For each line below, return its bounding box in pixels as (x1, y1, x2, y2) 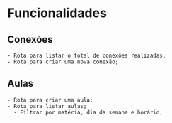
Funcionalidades (7, 5, 108, 21)
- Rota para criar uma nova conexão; (7, 58, 119, 65)
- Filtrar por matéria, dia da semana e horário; (13, 109, 163, 116)
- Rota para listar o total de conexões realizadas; (7, 52, 166, 59)
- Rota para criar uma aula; (7, 96, 93, 104)
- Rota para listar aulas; (7, 102, 87, 109)
